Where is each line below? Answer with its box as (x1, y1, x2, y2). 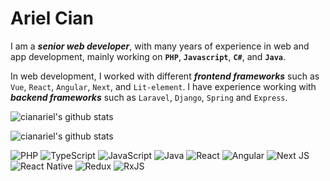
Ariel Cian (10, 7, 94, 30)
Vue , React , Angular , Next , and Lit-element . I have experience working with (10, 80, 317, 92)
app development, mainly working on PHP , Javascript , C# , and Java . (10, 50, 287, 62)
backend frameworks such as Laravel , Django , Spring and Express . (10, 91, 288, 103)
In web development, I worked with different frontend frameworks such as (10, 70, 320, 82)
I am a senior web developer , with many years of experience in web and (10, 40, 310, 52)
